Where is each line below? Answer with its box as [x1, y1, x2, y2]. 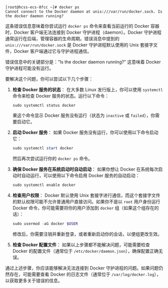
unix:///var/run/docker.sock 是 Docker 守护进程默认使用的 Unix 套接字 [5, 42, 154, 48]
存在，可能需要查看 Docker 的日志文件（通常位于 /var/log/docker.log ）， [9, 271, 161, 277]
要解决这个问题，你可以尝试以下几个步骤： [5, 76, 93, 82]
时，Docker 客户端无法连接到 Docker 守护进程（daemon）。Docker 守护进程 [5, 29, 162, 35]
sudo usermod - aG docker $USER [12, 221, 78, 226]
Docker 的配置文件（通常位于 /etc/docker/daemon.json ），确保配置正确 [12, 248, 159, 254]
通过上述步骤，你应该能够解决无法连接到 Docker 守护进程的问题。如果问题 [5, 265, 159, 271]
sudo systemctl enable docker [12, 182, 76, 187]
